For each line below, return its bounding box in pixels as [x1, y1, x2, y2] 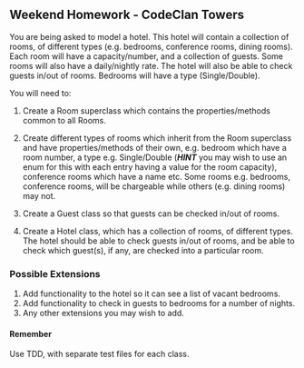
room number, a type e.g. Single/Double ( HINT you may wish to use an [22, 152, 288, 163]
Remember [9, 328, 53, 339]
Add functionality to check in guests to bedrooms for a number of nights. [22, 298, 296, 309]
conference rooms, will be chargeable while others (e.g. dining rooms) [22, 181, 286, 192]
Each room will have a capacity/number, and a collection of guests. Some [9, 50, 284, 62]
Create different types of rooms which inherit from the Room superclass [22, 132, 292, 144]
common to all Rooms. [22, 114, 106, 125]
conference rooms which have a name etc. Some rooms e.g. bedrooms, [22, 171, 290, 182]
